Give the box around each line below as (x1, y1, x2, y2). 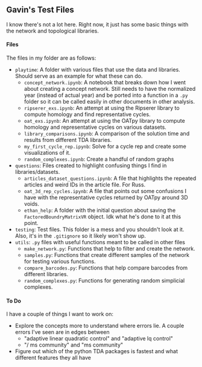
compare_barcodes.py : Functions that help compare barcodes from (24, 264, 188, 271)
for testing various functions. (24, 258, 96, 265)
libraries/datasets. (14, 168, 60, 176)
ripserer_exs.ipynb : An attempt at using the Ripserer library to (24, 105, 180, 112)
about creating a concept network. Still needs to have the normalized (24, 85, 196, 93)
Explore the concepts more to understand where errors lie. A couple (14, 322, 185, 330)
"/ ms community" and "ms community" (24, 341, 124, 348)
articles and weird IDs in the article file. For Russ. (24, 181, 146, 188)
